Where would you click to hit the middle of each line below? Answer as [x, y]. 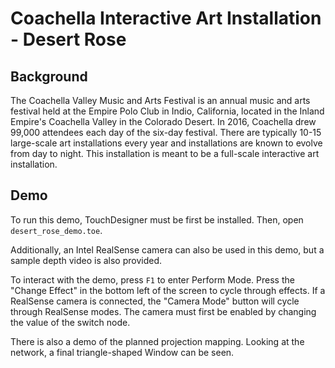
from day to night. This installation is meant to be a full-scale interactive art [165, 153]
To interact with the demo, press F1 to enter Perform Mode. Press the [152, 279]
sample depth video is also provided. [86, 260]
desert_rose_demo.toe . [56, 230]
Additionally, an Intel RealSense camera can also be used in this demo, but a [167, 249]
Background [49, 76]
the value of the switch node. [70, 322]
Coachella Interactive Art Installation [166, 18]
